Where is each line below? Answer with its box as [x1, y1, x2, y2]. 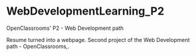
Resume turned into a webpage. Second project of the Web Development [6, 36, 190, 43]
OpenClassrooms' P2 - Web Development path [6, 24, 124, 32]
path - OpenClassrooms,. [6, 43, 70, 50]
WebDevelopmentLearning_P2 [6, 4, 164, 18]
